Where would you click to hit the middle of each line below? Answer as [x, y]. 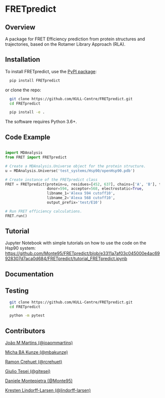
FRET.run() [16, 216]
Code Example [28, 137]
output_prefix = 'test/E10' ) [74, 202]
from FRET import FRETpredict [36, 157]
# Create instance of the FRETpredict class [51, 180]
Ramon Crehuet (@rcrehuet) [34, 362]
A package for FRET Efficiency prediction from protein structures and [75, 39]
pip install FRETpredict [35, 80]
